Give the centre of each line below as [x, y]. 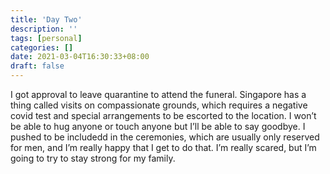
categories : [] [42, 47]
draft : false [37, 66]
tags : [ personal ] [46, 38]
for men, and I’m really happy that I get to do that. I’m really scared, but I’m [163, 147]
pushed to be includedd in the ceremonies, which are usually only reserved [165, 137]
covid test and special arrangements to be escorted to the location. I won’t [163, 115]
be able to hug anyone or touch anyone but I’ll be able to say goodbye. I [158, 126]
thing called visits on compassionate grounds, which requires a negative [159, 105]
